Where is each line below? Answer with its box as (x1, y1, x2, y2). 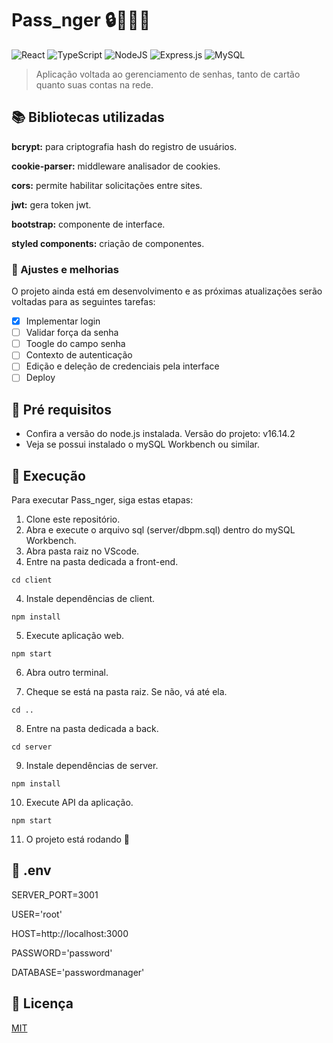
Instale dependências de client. (25, 593, 156, 605)
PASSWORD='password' (11, 947, 113, 959)
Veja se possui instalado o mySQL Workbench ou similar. (25, 438, 261, 451)
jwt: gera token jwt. (11, 198, 92, 211)
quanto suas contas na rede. (35, 78, 154, 91)
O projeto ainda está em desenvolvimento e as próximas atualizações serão (11, 285, 323, 297)
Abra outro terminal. (25, 667, 109, 679)
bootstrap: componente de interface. (11, 218, 166, 230)
